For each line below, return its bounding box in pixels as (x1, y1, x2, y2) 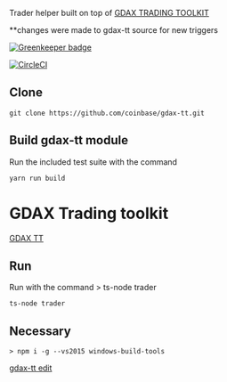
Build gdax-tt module (9, 133, 129, 148)
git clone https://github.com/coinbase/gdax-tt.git (9, 109, 205, 118)
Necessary (9, 323, 71, 338)
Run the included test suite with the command (9, 156, 178, 167)
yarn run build (9, 174, 66, 183)
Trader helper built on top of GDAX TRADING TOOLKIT (9, 8, 209, 18)
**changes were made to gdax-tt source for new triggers (9, 25, 218, 35)
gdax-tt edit (9, 362, 53, 373)
